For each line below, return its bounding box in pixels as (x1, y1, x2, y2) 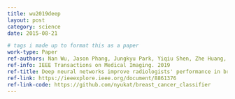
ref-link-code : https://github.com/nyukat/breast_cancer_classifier (7, 81, 211, 88)
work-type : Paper (7, 49, 58, 56)
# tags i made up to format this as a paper (7, 43, 139, 49)
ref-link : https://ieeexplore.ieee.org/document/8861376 (7, 75, 177, 82)
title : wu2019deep (7, 10, 61, 17)
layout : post (7, 17, 45, 24)
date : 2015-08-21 (7, 29, 58, 37)
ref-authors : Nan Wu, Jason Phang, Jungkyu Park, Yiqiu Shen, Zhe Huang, (7, 55, 227, 63)
